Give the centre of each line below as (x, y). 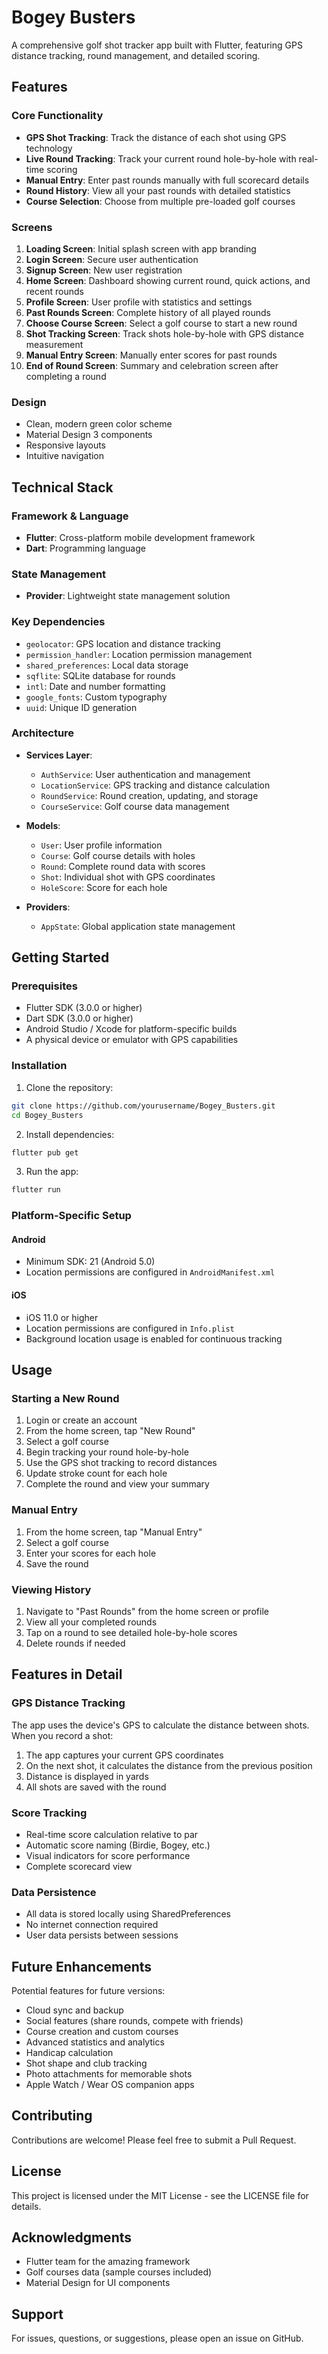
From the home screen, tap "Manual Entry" (114, 1532)
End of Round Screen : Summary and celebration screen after (152, 365)
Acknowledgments (72, 2237)
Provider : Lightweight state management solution (128, 596)
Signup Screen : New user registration (104, 270)
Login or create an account (81, 1420)
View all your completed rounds (91, 1622)
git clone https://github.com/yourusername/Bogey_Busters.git (143, 1106)
